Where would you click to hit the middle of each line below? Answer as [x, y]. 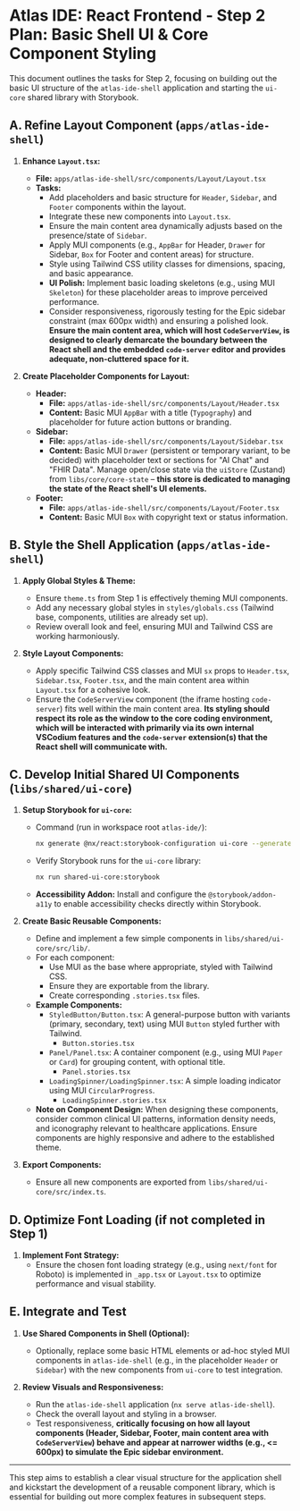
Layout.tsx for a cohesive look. [93, 689]
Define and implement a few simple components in [129, 939]
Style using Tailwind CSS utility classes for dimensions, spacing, [167, 264]
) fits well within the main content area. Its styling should [165, 708]
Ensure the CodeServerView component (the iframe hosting [142, 699]
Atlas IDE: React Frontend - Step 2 [137, 16]
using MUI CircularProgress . [102, 1091]
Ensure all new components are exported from [121, 1182]
